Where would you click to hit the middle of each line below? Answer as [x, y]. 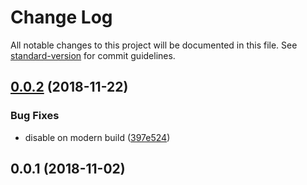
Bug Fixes [35, 116]
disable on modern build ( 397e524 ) [97, 137]
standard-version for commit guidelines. [93, 55]
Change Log [61, 17]
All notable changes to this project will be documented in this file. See [154, 45]
